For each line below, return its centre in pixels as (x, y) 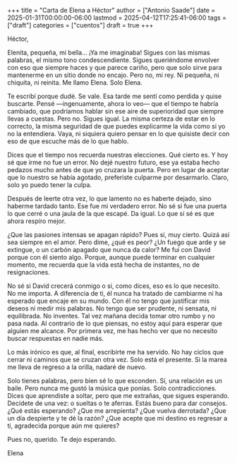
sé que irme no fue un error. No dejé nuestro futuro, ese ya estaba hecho (114, 162)
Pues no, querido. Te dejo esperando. (62, 439)
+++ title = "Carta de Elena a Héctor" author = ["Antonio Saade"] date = (111, 10)
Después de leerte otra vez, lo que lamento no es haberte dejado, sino (109, 198)
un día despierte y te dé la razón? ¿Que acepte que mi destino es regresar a (117, 418)
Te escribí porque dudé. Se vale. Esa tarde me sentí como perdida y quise (115, 96)
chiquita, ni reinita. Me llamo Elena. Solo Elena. (75, 83)
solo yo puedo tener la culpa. (50, 185)
